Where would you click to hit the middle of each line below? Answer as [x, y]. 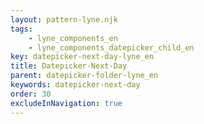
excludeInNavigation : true [66, 103]
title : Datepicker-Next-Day [69, 66]
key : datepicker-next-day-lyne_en [82, 57]
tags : [21, 29]
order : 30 [31, 94]
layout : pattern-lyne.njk [64, 19]
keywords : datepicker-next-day [75, 85]
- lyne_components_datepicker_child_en [111, 47]
